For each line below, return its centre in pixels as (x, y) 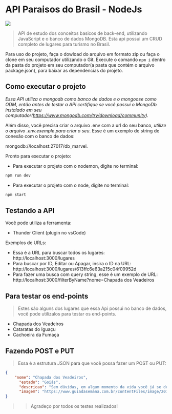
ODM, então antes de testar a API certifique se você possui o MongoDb (81, 104)
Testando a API (30, 211)
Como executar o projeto (46, 86)
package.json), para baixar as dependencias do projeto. (64, 70)
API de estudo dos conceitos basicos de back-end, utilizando (82, 33)
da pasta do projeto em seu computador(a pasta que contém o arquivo (80, 65)
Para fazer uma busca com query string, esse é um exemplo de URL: (85, 274)
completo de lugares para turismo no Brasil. (64, 44)
